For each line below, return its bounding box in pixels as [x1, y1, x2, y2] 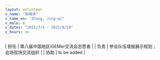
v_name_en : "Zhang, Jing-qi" [5, 16, 65, 21]
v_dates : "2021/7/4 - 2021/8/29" [5, 25, 73, 30]
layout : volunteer [5, 7, 43, 12]
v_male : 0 [5, 20, 25, 26]
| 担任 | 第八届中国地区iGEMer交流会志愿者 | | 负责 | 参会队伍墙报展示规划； [5, 44, 157, 49]
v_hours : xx [5, 30, 29, 34]
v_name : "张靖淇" [5, 12, 38, 16]
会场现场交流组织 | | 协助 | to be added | [5, 49, 86, 55]
